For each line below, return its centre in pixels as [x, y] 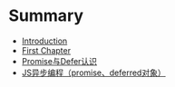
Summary [46, 16]
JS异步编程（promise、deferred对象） [93, 72]
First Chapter [46, 50]
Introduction [44, 41]
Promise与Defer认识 [59, 61]
